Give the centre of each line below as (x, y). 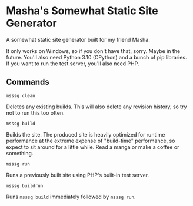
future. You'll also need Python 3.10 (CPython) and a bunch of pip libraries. (96, 57)
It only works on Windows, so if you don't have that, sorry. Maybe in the (93, 51)
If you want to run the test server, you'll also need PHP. (73, 64)
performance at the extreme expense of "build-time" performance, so (91, 141)
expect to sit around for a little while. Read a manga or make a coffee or (93, 147)
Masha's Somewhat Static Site (82, 11)
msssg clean (21, 95)
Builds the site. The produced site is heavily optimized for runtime (86, 134)
